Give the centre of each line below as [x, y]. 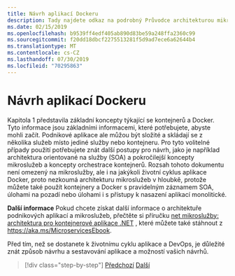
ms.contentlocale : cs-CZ [43, 53]
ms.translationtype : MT [42, 46]
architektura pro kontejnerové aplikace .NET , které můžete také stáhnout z [115, 223]
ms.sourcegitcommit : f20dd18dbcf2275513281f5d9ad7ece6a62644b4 [101, 40]
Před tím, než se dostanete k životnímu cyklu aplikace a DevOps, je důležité [116, 244]
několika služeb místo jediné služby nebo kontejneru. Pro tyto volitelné [108, 142]
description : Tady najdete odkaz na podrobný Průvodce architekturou [111, 20]
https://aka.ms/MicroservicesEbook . [59, 230]
